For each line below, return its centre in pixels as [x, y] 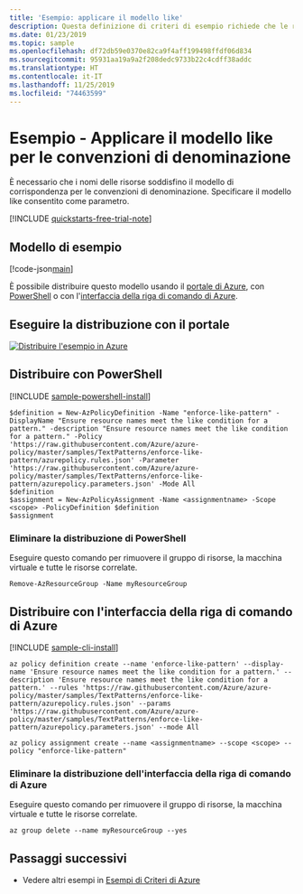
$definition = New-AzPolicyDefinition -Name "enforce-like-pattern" [141, 413]
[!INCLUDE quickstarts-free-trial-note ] [81, 219]
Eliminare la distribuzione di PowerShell [98, 538]
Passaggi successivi [69, 858]
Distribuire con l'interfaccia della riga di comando [151, 612]
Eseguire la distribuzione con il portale [119, 325]
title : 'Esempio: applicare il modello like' [96, 18]
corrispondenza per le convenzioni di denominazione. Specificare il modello [150, 191]
